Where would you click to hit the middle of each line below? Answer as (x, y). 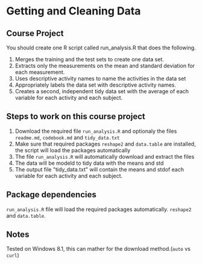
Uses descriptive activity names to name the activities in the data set (100, 78)
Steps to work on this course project (76, 116)
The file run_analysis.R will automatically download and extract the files (105, 156)
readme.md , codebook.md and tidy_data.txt (67, 137)
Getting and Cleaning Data (74, 11)
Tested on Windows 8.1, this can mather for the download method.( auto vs (99, 249)
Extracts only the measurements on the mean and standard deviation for (105, 66)
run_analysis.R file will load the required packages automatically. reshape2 (99, 209)
